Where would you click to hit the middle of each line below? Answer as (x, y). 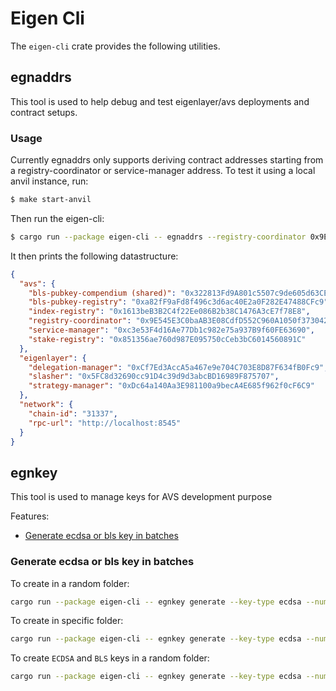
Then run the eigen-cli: (57, 218)
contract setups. (44, 112)
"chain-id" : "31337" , (73, 413)
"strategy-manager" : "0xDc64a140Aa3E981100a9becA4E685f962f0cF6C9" (171, 386)
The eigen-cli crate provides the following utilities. (115, 46)
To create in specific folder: (67, 621)
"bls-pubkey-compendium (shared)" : (102, 293)
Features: (30, 516)
